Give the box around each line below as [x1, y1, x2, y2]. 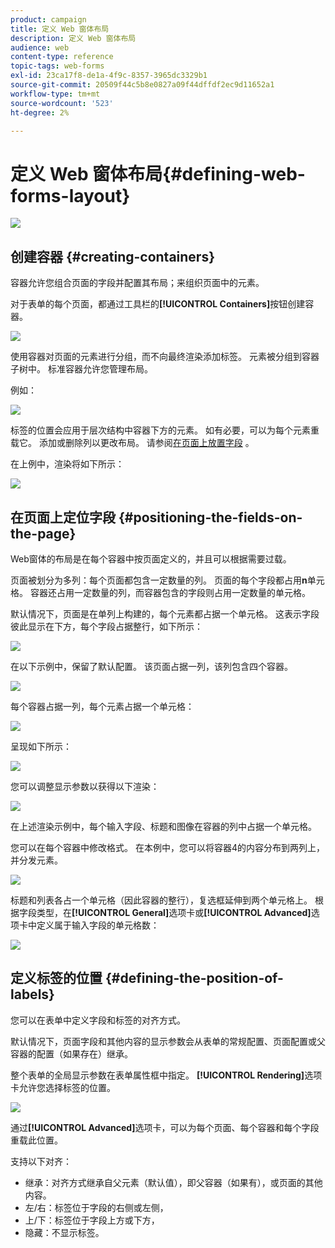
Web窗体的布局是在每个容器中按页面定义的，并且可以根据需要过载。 [10, 552, 292, 565]
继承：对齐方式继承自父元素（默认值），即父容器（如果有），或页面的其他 [24, 1176, 323, 1188]
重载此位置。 [10, 1134, 63, 1146]
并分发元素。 [10, 854, 63, 866]
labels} [10, 986, 55, 1003]
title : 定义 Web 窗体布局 [10, 24, 110, 34]
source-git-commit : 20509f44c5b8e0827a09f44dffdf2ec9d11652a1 [10, 80, 275, 90]
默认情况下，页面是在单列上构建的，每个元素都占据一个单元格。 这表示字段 [10, 607, 320, 620]
